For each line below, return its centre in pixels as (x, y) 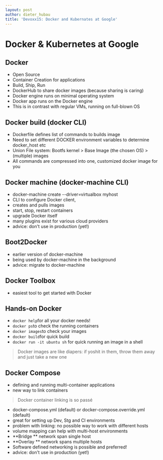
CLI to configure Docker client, (44, 200)
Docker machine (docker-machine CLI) (67, 182)
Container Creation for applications (49, 80)
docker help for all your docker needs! (51, 321)
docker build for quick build (41, 336)
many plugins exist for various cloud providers (60, 221)
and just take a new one (42, 357)
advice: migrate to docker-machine (49, 265)
